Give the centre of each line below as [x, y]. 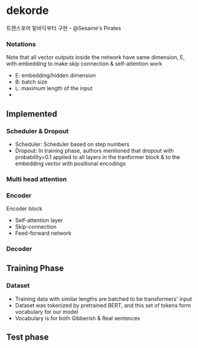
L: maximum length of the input [54, 88]
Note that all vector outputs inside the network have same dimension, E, [96, 57]
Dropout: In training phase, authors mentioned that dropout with [94, 150]
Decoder [19, 249]
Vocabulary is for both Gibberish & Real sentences [78, 318]
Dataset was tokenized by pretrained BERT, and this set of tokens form [103, 305]
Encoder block [24, 209]
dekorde [28, 11]
